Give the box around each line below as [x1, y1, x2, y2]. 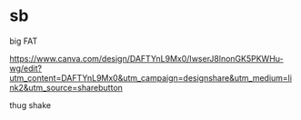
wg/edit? [9, 63, 43, 74]
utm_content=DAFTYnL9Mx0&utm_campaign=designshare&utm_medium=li [9, 72, 293, 83]
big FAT [9, 35, 38, 46]
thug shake [9, 99, 52, 110]
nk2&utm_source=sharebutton [9, 82, 123, 93]
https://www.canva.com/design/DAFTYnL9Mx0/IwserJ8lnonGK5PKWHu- [9, 53, 284, 64]
